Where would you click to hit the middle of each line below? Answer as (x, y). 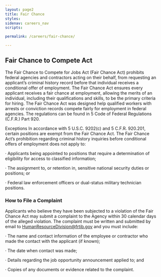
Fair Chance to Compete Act (49, 61)
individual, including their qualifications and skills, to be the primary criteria (80, 98)
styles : (13, 19)
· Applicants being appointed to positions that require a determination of (77, 153)
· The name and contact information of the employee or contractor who (77, 236)
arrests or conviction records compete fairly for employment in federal (76, 108)
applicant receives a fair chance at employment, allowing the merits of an (79, 93)
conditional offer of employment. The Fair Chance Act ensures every (74, 88)
